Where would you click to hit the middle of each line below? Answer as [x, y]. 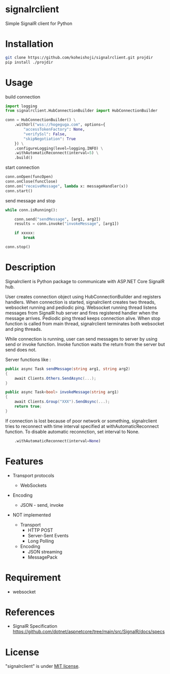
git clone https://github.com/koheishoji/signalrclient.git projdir [79, 57]
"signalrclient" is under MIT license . [43, 666]
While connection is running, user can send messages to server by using [81, 339]
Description [30, 267]
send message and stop [30, 201]
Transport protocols [33, 475]
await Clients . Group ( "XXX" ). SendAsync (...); [62, 402]
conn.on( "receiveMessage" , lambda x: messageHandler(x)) [67, 186]
